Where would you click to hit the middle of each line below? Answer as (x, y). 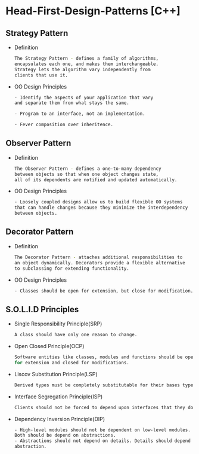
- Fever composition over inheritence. (64, 125)
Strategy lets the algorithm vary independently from (82, 69)
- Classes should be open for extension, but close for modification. (104, 291)
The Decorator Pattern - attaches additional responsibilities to (98, 257)
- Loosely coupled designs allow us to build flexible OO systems (98, 202)
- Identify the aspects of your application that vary (84, 97)
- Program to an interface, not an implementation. (80, 114)
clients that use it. (41, 75)
